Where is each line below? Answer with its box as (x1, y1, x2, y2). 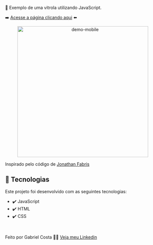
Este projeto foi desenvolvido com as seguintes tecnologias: (5, 188, 127, 194)
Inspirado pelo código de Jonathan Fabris (5, 161, 90, 167)
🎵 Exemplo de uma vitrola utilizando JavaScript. (5, 5, 102, 10)
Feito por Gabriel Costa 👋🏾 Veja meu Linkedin (5, 234, 97, 240)
